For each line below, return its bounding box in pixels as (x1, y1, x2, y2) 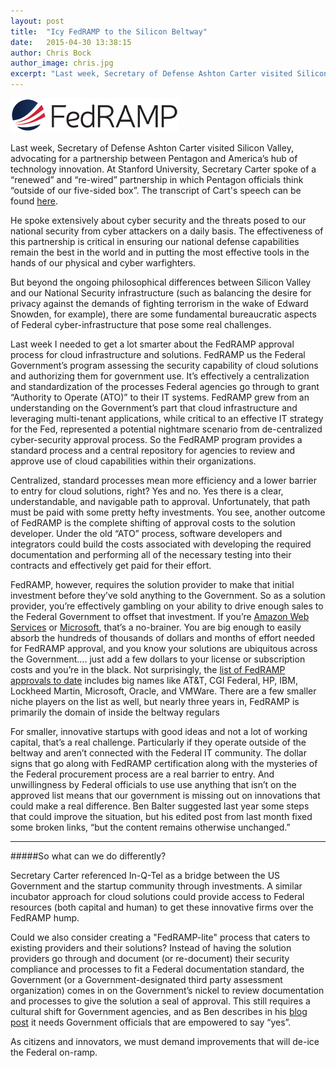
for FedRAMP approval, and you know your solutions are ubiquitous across (10, 643, 318, 654)
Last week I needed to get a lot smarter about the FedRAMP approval (10, 338, 295, 350)
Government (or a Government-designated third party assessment (10, 974, 283, 985)
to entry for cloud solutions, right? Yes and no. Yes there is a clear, (10, 485, 284, 497)
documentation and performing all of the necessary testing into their (10, 549, 292, 560)
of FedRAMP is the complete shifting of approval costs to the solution (10, 517, 296, 529)
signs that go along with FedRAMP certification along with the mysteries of (10, 758, 318, 769)
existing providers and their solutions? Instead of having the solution (10, 942, 292, 954)
